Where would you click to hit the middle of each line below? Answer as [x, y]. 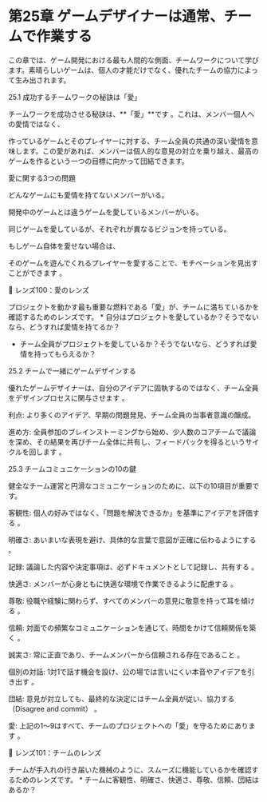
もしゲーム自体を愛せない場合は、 [64, 245]
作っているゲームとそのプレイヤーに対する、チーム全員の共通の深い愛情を [130, 141]
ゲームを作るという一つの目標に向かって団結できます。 [98, 161]
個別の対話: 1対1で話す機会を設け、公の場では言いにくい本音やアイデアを [128, 672]
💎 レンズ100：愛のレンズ [49, 289]
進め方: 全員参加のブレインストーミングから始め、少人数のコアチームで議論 [132, 432]
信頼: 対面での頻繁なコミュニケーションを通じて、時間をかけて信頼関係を [129, 628]
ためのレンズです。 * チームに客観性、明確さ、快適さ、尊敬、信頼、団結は [137, 780]
